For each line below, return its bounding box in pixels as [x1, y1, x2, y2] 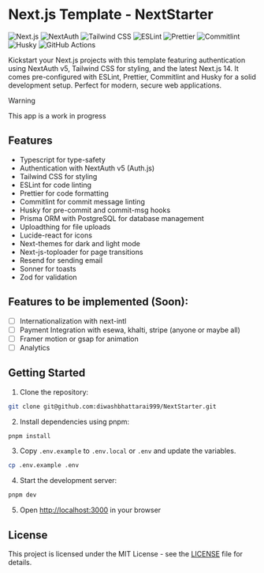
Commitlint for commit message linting [19, 197, 146, 206]
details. [8, 557, 32, 567]
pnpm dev [8, 491, 37, 499]
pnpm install [8, 432, 51, 440]
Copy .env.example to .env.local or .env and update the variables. [19, 446, 236, 455]
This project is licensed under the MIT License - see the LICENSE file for [8, 549, 243, 558]
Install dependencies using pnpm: [19, 417, 130, 426]
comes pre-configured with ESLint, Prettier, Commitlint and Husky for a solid [8, 72, 256, 81]
